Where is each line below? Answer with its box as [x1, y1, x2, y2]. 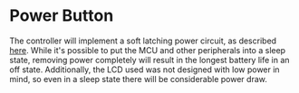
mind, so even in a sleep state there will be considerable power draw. [9, 73, 267, 84]
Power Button [9, 5, 114, 26]
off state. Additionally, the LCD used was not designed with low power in [9, 64, 280, 75]
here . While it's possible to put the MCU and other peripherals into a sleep [9, 44, 286, 55]
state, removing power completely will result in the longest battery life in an [9, 54, 290, 65]
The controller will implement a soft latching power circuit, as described [9, 35, 277, 46]
